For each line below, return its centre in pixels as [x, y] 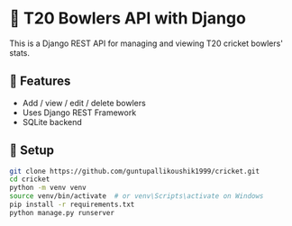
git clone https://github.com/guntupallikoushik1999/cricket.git [134, 171]
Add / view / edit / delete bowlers [84, 103]
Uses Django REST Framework [79, 113]
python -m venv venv [48, 188]
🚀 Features [40, 81]
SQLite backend [52, 122]
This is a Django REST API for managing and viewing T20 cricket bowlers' [146, 43]
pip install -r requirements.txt [72, 205]
